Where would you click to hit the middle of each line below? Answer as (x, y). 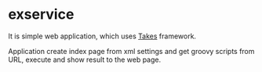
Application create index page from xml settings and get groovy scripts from (131, 51)
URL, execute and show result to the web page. (85, 59)
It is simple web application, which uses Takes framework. (102, 36)
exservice (41, 14)
